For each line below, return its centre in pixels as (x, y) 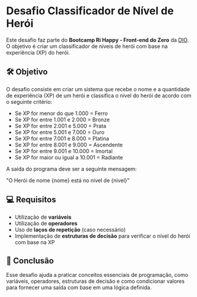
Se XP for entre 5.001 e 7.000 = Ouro (60, 132)
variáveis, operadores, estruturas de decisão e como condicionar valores (96, 281)
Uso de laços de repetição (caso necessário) (70, 229)
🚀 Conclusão (30, 261)
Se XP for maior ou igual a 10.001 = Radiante (69, 157)
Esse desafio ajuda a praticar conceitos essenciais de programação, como (97, 275)
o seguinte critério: (29, 101)
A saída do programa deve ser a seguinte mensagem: (72, 169)
